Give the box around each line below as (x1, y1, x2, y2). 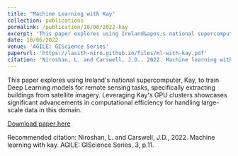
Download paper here (7, 119, 71, 128)
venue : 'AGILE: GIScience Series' (7, 43, 110, 50)
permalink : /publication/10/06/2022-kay (7, 23, 129, 30)
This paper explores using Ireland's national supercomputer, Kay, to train (7, 76, 220, 84)
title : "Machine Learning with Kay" (7, 10, 115, 18)
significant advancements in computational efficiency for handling (7, 98, 200, 107)
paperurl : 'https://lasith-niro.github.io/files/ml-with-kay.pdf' (7, 50, 208, 57)
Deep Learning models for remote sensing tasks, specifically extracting (7, 83, 216, 92)
